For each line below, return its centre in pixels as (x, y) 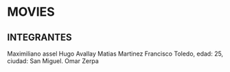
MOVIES (31, 12)
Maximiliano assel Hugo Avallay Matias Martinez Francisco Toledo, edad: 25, (115, 53)
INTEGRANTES (39, 37)
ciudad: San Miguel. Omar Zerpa (53, 61)
